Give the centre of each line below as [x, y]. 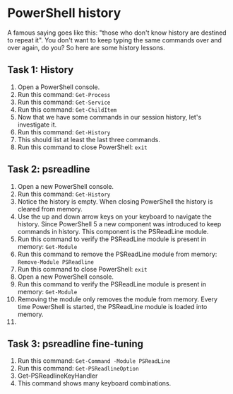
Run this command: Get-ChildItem [67, 109]
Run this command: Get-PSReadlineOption [78, 369]
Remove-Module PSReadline [55, 262]
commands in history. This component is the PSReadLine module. [113, 231]
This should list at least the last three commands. [89, 139]
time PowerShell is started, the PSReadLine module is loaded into [112, 306]
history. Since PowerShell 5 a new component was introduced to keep [119, 224]
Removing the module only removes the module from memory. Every [117, 299]
